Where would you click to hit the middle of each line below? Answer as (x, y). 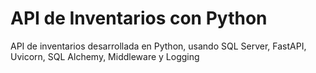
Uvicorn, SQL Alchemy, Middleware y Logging (105, 56)
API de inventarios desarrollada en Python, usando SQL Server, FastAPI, (158, 46)
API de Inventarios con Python (139, 18)
